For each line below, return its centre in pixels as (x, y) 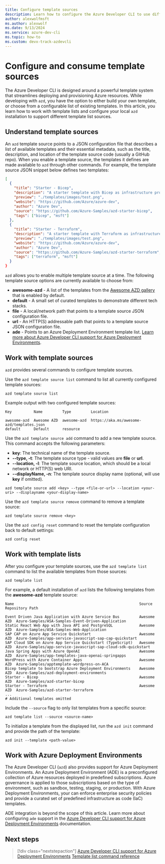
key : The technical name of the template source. (61, 453)
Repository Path (22, 608)
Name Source (79, 604)
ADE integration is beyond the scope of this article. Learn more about (75, 813)
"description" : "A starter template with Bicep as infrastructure (83, 193)
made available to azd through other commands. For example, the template (81, 165)
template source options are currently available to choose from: (69, 281)
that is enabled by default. (39, 295)
